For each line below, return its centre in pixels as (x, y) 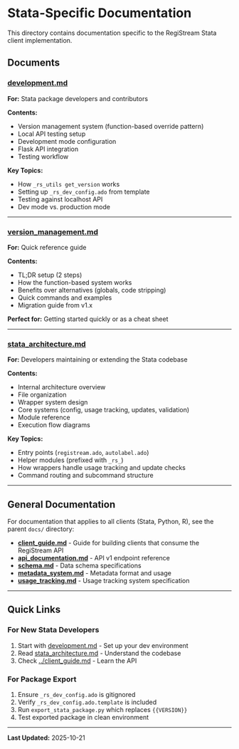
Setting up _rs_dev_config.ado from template (84, 192)
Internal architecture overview (62, 387)
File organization (42, 395)
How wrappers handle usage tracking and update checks (102, 468)
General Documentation (62, 504)
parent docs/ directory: (41, 529)
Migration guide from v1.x (55, 305)
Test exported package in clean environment (83, 718)
